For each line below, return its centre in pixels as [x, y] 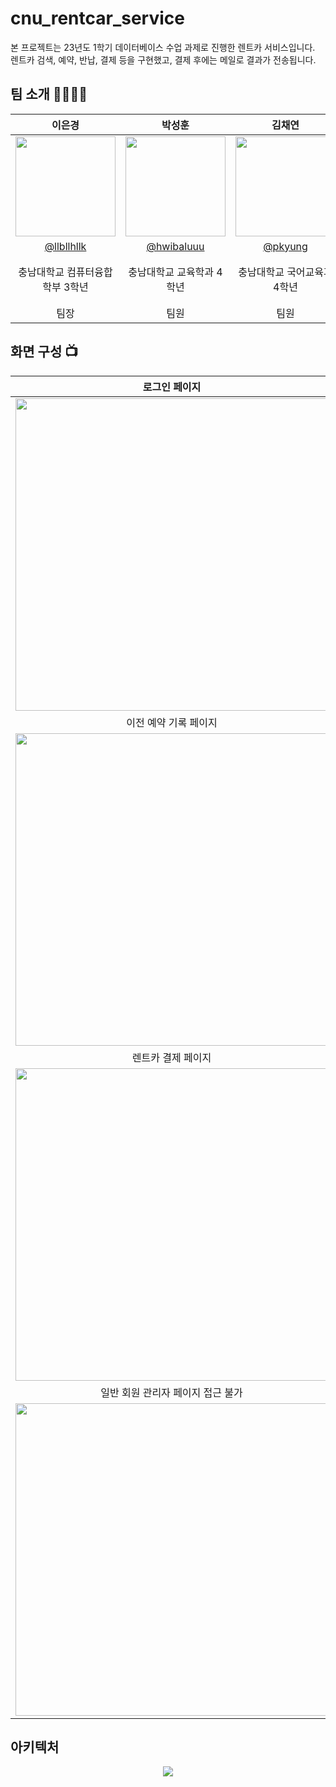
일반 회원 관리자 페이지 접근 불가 [171, 1392]
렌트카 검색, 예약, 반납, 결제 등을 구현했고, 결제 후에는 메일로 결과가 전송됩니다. [163, 59]
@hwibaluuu [175, 246]
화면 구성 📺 [44, 352]
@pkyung [285, 246]
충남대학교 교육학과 [171, 272]
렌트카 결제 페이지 [171, 1057]
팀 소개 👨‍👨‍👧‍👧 [49, 94]
